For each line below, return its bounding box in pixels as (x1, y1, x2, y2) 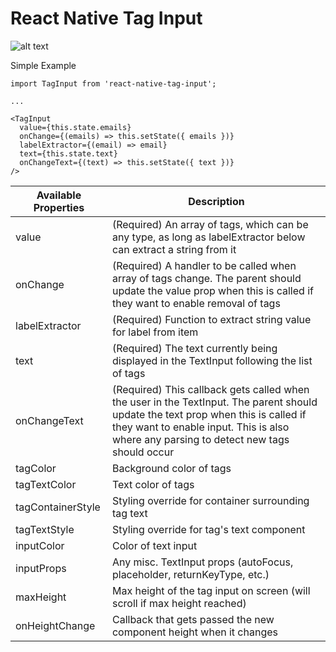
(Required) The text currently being (111, 341, 278, 355)
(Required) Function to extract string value (111, 312, 312, 326)
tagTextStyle (15, 522, 75, 536)
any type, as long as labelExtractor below (111, 230, 306, 244)
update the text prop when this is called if (111, 407, 307, 421)
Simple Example (10, 59, 77, 71)
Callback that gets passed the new (111, 612, 275, 626)
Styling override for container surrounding (111, 493, 310, 507)
